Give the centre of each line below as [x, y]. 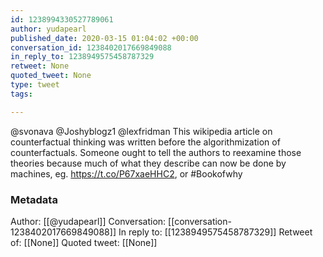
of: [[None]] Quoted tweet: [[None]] [84, 242]
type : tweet [35, 85]
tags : [21, 94]
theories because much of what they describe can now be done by [148, 163]
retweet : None [40, 66]
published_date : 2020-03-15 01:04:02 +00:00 [104, 38]
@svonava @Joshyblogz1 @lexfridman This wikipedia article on [141, 131]
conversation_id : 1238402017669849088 [91, 47]
